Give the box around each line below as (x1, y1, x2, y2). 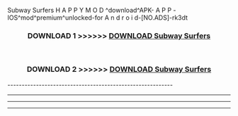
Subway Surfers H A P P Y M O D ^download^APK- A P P (7, 6, 172, 14)
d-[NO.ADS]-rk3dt (134, 13, 188, 22)
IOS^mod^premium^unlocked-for (7, 13, 103, 22)
